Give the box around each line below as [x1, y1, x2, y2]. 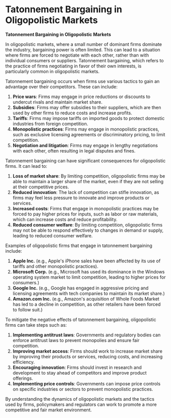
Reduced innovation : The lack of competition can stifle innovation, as [12, 189, 159, 195]
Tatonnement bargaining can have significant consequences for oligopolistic [5, 157, 166, 164]
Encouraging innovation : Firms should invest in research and [12, 364, 142, 371]
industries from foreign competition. [12, 120, 88, 127]
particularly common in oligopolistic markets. [5, 68, 100, 75]
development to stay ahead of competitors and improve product [12, 370, 147, 376]
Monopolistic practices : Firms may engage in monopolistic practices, [12, 126, 159, 132]
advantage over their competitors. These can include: [5, 83, 118, 90]
